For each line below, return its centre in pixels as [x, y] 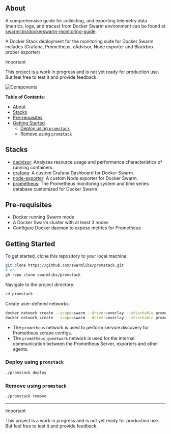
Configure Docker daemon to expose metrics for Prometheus [77, 228]
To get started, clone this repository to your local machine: [67, 256]
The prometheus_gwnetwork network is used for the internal [74, 338]
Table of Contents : [25, 97]
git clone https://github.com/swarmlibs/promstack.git [65, 266]
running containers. [33, 167]
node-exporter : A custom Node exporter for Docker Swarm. [75, 178]
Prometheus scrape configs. [42, 333]
